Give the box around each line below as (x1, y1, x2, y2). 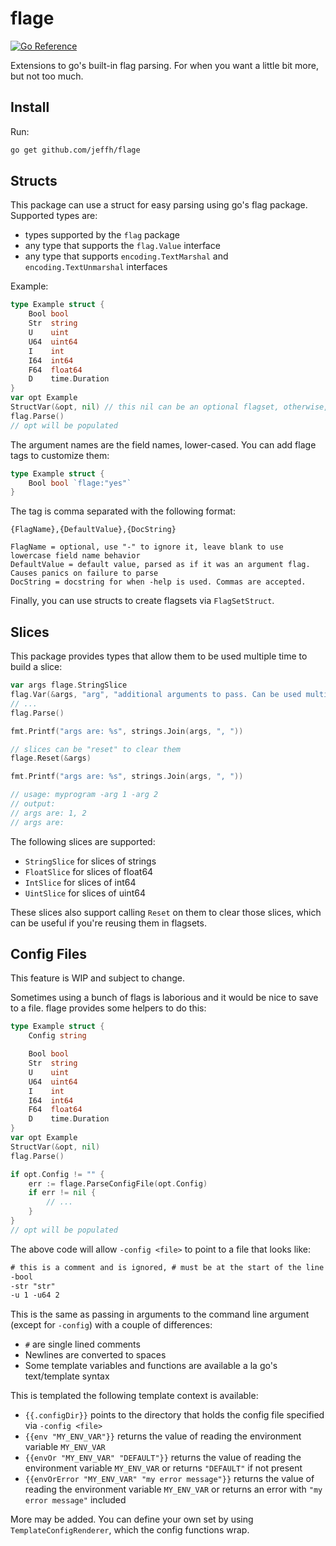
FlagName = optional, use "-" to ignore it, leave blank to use (10, 542, 284, 552)
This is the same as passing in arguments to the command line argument (10, 1308, 310, 1321)
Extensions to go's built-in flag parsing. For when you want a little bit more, (10, 59, 319, 71)
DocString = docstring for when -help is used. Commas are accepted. (10, 577, 307, 587)
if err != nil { (28, 1188, 97, 1198)
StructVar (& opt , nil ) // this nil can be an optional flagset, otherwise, (10, 402, 329, 412)
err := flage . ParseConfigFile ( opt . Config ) (28, 1178, 208, 1189)
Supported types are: (10, 210, 98, 222)
